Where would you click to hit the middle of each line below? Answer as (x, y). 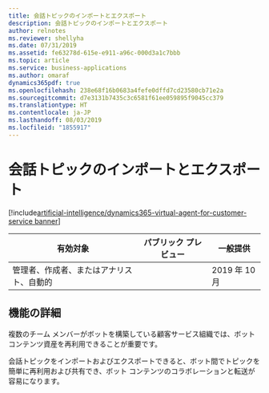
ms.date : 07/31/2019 (43, 46)
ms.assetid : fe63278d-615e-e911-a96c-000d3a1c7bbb (94, 53)
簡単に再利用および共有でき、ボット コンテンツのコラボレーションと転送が (132, 371)
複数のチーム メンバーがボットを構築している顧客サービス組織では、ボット (132, 334)
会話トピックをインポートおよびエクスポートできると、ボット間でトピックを (134, 361)
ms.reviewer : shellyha (46, 38)
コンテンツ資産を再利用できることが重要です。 (85, 344)
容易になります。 (36, 381)
